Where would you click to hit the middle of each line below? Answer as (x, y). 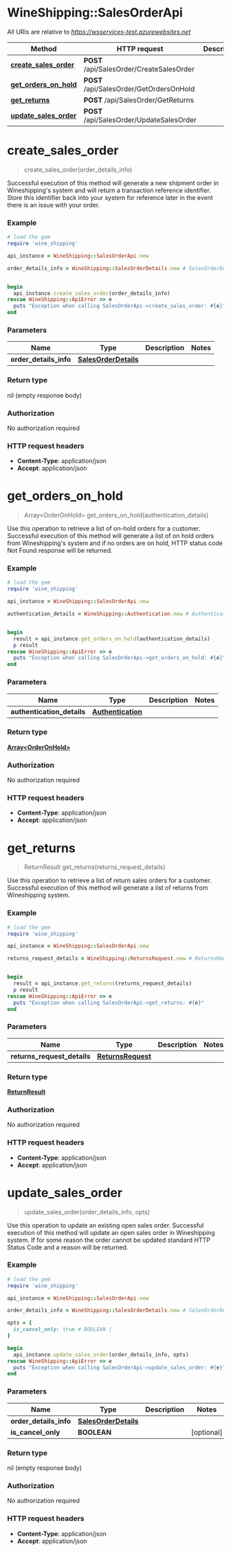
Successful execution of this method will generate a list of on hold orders (111, 536)
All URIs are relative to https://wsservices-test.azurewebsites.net (99, 32)
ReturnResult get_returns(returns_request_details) (95, 867)
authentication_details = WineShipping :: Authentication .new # (98, 614)
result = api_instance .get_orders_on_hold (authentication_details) (112, 639)
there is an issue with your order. (54, 205)
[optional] (207, 1432)
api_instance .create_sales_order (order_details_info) (92, 293)
